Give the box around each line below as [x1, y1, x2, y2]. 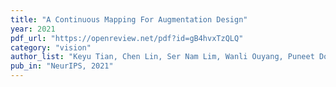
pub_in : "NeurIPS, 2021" [10, 61, 114, 71]
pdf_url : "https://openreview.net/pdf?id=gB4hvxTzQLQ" [10, 33, 244, 43]
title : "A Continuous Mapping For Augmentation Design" [10, 14, 248, 25]
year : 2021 [10, 24, 56, 34]
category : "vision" [10, 42, 92, 53]
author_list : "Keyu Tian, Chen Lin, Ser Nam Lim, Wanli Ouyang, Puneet [10, 52, 315, 62]
